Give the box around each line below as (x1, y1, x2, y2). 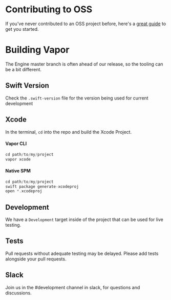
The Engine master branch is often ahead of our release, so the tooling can (5, 61, 163, 67)
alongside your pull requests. (5, 255, 67, 262)
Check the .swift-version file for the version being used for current (5, 95, 148, 101)
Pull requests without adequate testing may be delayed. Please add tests (5, 250, 159, 256)
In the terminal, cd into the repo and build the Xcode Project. (5, 129, 132, 135)
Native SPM (5, 168, 31, 174)
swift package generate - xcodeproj (5, 184, 79, 189)
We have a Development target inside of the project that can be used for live (5, 216, 164, 223)
